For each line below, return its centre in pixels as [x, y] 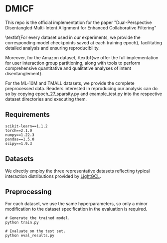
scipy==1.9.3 [19, 143]
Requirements [27, 115]
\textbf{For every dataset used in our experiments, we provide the [73, 37]
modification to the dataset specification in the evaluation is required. [76, 209]
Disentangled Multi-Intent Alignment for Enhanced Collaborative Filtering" [81, 27]
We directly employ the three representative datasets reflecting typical [78, 171]
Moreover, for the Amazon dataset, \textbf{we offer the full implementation [82, 57]
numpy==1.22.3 [20, 135]
